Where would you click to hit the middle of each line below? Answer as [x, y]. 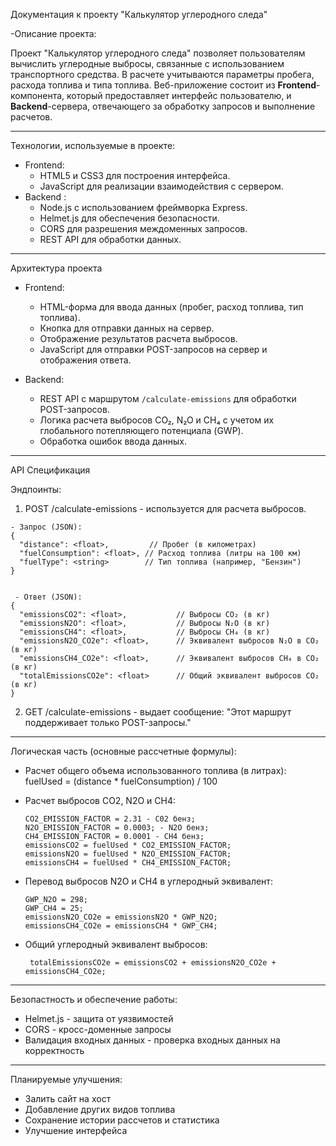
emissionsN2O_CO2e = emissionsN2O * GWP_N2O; [121, 917]
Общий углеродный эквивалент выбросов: [116, 944]
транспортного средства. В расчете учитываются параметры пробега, [162, 74]
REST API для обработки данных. [110, 239]
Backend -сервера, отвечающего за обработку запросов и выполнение [163, 106]
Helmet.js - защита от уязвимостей [99, 1018]
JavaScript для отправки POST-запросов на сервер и [153, 349]
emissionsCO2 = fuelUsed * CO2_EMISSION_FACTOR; [128, 845]
